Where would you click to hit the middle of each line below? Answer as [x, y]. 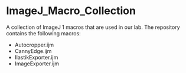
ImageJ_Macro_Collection [71, 11]
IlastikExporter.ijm [36, 57]
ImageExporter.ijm [37, 64]
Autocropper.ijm [34, 45]
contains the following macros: [43, 33]
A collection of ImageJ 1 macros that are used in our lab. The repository [93, 27]
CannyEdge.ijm [33, 51]
